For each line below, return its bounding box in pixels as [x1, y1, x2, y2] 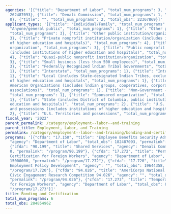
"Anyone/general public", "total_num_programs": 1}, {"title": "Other [10, 26, 163, 31]
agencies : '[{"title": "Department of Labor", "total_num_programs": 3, [5, 7, 163, 13]
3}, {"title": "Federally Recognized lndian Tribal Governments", [10, 64, 154, 69]
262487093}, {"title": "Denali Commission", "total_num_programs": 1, [10, 12, 163, 17]
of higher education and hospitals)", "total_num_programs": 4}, [10, 41, 152, 46]
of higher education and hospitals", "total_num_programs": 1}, [10, 78, 149, 83]
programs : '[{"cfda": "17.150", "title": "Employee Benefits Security [5, 135, 158, 140]
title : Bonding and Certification [5, 191, 79, 196]
